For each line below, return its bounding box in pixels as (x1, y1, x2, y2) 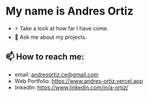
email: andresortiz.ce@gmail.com (14, 71, 99, 78)
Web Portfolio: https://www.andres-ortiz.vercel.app (14, 77, 144, 84)
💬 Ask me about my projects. (14, 33, 87, 41)
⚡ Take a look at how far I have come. (14, 24, 109, 32)
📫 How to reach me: (5, 52, 85, 62)
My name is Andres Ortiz (5, 4, 134, 18)
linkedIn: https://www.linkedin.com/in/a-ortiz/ (14, 84, 129, 91)
